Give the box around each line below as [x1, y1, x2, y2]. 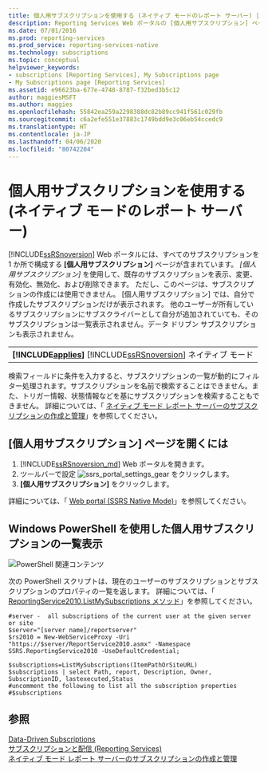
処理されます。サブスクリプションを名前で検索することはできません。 [22, 381, 253, 391]
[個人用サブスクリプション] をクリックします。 [19, 479, 174, 489]
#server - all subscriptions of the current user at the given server [8, 612, 251, 620]
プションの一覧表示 [8, 537, 103, 550]
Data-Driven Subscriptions [8, 734, 96, 744]
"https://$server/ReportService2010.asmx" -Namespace [8, 639, 191, 648]
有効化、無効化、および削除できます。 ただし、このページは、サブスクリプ [8, 280, 254, 289]
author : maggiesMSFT [8, 93, 77, 101]
